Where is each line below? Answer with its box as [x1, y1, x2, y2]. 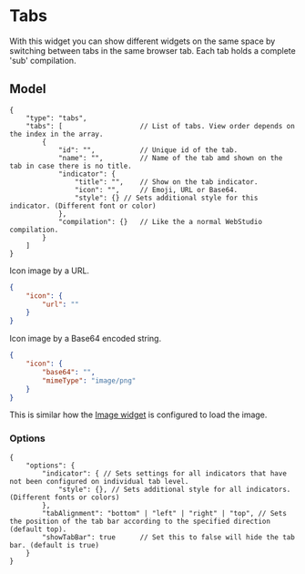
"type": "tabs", [25, 113, 88, 123]
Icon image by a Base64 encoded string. [9, 333, 162, 344]
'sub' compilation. [9, 55, 76, 66]
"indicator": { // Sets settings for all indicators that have [42, 468, 287, 478]
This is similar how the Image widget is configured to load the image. [9, 409, 268, 420]
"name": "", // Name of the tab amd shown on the [57, 153, 283, 162]
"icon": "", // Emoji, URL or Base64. [74, 185, 239, 194]
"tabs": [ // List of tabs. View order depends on [25, 121, 296, 130]
